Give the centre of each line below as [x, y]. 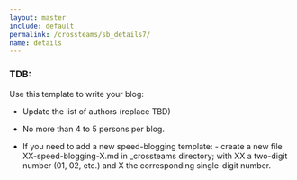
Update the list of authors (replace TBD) [96, 111]
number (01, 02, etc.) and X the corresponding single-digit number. [147, 165]
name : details [36, 43]
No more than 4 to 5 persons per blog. [93, 129]
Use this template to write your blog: [76, 94]
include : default [42, 26]
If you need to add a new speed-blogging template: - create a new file [152, 146]
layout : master [38, 18]
